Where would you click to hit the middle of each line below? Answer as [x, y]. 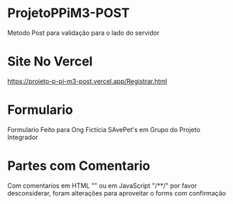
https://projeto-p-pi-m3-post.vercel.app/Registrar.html [87, 81]
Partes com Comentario [79, 166]
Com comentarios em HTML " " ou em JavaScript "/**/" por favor [102, 186]
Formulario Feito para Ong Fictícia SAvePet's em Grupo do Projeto [104, 129]
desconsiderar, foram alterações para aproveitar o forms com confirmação [116, 193]
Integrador [23, 137]
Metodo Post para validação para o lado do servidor [83, 33]
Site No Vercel [50, 61]
